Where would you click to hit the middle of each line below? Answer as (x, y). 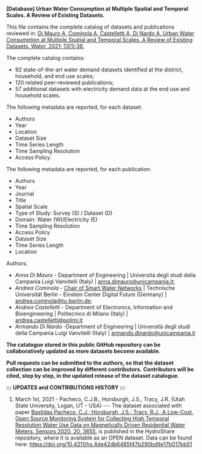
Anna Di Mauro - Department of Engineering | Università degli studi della (105, 275)
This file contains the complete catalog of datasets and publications (90, 27)
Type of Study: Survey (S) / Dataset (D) (64, 213)
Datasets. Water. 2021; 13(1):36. (45, 46)
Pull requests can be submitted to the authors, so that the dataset (90, 363)
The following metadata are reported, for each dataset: (74, 107)
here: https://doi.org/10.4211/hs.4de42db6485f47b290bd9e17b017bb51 (103, 444)
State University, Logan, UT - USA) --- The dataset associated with (98, 406)
